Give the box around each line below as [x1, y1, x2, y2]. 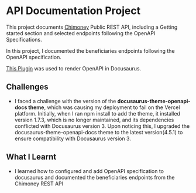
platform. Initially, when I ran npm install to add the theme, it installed [14, 110, 180, 117]
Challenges [6, 82, 49, 92]
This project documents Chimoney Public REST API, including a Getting [6, 23, 178, 31]
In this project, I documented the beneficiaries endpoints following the [6, 47, 175, 54]
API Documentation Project [6, 4, 141, 18]
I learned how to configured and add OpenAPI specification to [14, 167, 164, 174]
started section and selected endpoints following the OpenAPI [6, 29, 156, 36]
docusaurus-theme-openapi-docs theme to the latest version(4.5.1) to [14, 128, 183, 136]
